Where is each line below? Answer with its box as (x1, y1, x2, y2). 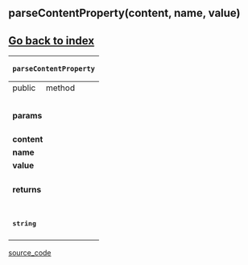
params (12, 110, 43, 121)
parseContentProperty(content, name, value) (8, 6, 241, 20)
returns (12, 184, 42, 196)
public (12, 82, 36, 93)
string (12, 219, 36, 228)
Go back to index (8, 34, 95, 48)
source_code (8, 248, 52, 258)
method (45, 82, 75, 93)
